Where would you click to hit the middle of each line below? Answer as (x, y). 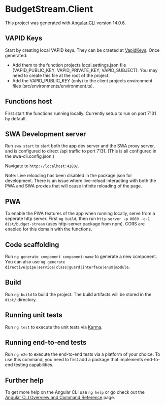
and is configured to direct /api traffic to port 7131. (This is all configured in (81, 151)
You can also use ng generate (35, 262)
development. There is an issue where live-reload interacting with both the (81, 181)
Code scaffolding (32, 244)
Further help (25, 380)
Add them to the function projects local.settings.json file (69, 65)
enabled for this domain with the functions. (49, 229)
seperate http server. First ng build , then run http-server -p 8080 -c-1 (78, 219)
